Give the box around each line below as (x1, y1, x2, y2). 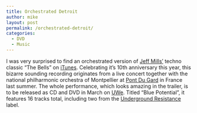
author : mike (6, 14, 38, 20)
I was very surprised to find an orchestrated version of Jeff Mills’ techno (6, 57, 182, 65)
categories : (6, 31, 35, 36)
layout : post (6, 19, 38, 25)
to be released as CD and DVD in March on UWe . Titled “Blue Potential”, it (6, 89, 185, 96)
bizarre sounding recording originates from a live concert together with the (6, 70, 188, 77)
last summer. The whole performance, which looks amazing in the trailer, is (6, 82, 189, 89)
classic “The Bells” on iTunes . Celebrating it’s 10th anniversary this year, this (6, 64, 192, 71)
